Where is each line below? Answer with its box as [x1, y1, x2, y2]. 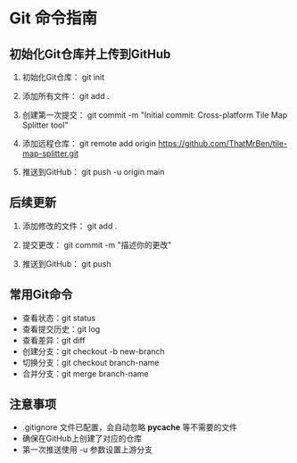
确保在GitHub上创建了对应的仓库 [21, 434, 143, 444]
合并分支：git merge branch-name [21, 368, 149, 379]
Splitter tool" [21, 120, 69, 130]
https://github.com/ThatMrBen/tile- [157, 138, 288, 148]
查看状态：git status [21, 312, 96, 323]
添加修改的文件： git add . [21, 220, 118, 231]
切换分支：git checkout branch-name [21, 357, 160, 368]
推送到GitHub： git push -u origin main [21, 167, 165, 177]
